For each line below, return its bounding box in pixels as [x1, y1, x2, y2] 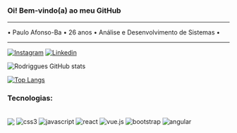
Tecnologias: [7, 94, 53, 103]
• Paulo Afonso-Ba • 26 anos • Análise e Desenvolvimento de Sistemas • [7, 28, 221, 37]
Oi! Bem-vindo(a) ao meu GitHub [7, 6, 121, 15]
